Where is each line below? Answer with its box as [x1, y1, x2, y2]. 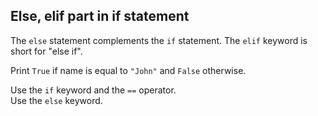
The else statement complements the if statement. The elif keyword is [10, 34, 308, 46]
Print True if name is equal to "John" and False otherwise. [10, 64, 247, 76]
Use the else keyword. [10, 94, 103, 106]
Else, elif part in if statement [10, 8, 190, 25]
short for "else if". [10, 45, 83, 57]
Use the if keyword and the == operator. [10, 84, 177, 96]
